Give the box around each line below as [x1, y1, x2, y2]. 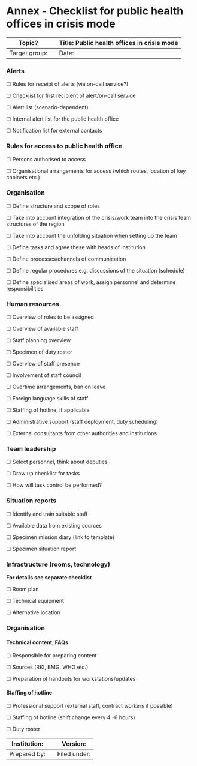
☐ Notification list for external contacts [6, 127, 102, 134]
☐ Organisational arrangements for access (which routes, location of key [6, 167, 186, 175]
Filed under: [57, 750, 91, 758]
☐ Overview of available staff [6, 325, 79, 333]
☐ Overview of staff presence [6, 360, 80, 367]
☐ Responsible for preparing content [6, 652, 97, 659]
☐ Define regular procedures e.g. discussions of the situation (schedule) [6, 267, 186, 274]
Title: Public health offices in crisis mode [59, 38, 178, 47]
